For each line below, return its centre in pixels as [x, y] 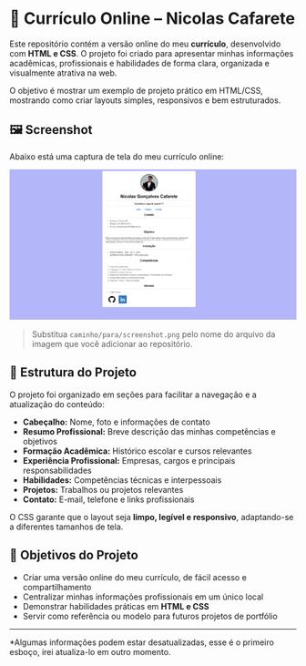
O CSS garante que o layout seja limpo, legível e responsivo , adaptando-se [152, 517]
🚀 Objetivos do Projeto [74, 555]
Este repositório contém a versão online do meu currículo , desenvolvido [145, 44]
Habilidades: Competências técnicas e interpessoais [122, 480]
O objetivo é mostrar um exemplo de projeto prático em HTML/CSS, [137, 90]
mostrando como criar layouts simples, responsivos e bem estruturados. [145, 100]
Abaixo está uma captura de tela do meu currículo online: [117, 156]
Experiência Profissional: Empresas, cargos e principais [129, 460]
